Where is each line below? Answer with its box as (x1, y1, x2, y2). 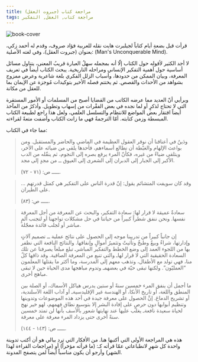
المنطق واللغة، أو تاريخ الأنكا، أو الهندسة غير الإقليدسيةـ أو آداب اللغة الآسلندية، (20, 288, 191, 295)
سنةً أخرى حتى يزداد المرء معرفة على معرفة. (20, 313, 120, 320)
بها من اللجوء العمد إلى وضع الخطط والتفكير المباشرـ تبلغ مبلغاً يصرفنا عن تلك (20, 245, 190, 252)
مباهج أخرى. (20, 270, 48, 278)
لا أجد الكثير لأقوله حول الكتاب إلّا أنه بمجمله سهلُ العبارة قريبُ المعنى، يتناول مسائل (6, 60, 189, 67)
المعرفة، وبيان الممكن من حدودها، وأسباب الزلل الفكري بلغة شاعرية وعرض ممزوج (6, 72, 187, 79)
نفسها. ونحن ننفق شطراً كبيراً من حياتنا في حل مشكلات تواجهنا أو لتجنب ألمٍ (20, 215, 186, 222)
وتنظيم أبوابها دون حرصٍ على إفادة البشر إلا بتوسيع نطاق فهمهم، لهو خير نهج (20, 301, 187, 308)
